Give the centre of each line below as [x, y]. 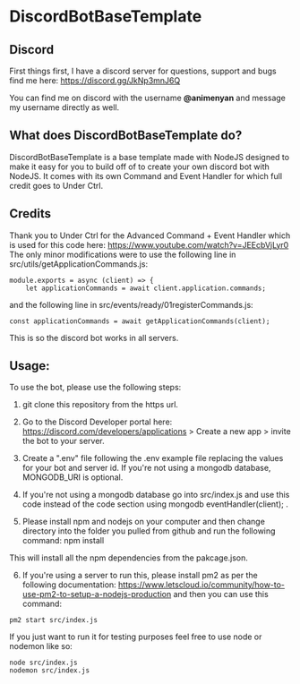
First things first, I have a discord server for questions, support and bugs [143, 71]
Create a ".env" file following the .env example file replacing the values [153, 458]
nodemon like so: [41, 646]
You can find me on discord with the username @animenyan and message [148, 98]
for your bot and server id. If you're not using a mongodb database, [146, 468]
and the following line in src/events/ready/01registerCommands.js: [131, 304]
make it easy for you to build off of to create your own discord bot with [140, 167]
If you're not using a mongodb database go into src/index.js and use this [156, 495]
